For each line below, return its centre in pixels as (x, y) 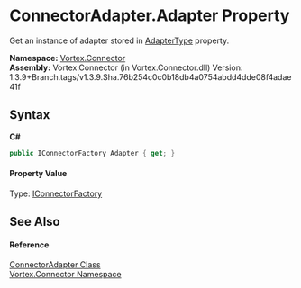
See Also (35, 222)
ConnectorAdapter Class (55, 265)
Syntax (30, 115)
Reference (29, 245)
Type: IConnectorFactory (56, 193)
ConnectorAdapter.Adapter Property (150, 16)
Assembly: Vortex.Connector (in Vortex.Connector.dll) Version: (126, 67)
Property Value (38, 174)
